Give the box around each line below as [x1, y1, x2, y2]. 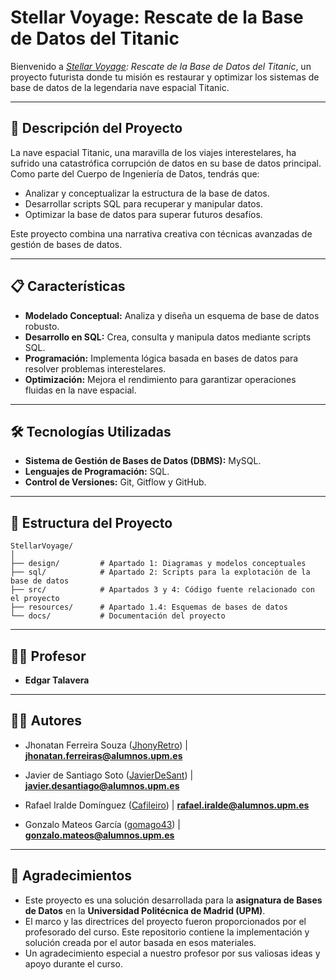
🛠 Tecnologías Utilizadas [10, 423, 172, 440]
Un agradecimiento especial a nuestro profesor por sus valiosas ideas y [24, 947, 321, 959]
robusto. [24, 320, 60, 332]
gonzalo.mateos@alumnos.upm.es [24, 829, 175, 841]
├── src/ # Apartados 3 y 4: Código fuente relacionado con [10, 585, 315, 595]
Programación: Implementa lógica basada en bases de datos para [24, 352, 299, 364]
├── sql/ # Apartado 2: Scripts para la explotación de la [10, 567, 311, 578]
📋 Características [10, 278, 126, 295]
